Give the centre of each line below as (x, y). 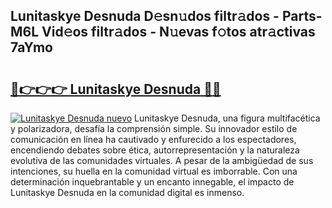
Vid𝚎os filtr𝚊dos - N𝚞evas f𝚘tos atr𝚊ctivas (178, 32)
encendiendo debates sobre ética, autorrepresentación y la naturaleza (155, 150)
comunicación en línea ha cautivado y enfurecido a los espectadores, (153, 139)
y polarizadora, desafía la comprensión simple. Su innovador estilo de (154, 128)
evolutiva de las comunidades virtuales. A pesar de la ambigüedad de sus (162, 160)
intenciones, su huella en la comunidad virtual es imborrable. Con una (154, 171)
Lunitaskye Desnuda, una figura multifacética (227, 118)
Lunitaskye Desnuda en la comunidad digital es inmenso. (127, 192)
